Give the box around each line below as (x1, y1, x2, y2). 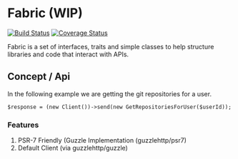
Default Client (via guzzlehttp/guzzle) (17, 144, 129, 153)
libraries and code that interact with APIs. (7, 50, 129, 58)
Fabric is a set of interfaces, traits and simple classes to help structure (7, 42, 214, 51)
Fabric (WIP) (7, 5, 84, 21)
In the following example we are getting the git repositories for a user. (7, 89, 212, 98)
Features (7, 120, 39, 130)
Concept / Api (7, 71, 70, 83)
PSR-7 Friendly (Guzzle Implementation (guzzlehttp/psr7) (17, 136, 187, 145)
